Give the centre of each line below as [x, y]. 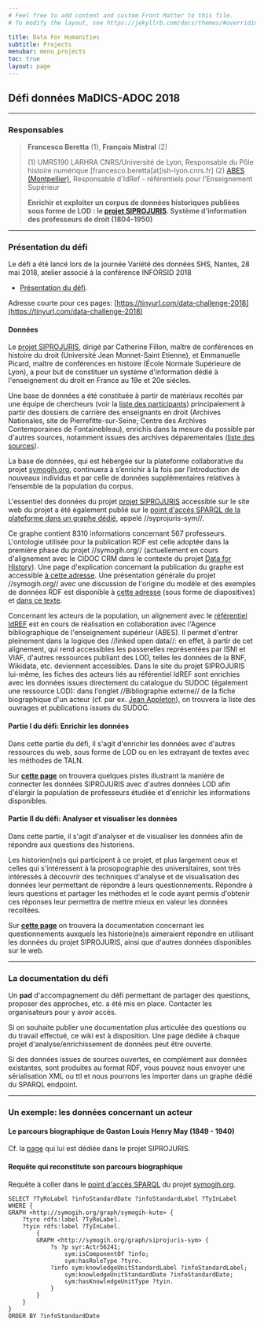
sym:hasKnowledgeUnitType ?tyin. [119, 1281]
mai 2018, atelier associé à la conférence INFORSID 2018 [100, 273]
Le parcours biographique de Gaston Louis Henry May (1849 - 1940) [121, 1131]
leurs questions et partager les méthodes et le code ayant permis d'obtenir [129, 893]
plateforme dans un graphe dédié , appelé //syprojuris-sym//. [106, 518]
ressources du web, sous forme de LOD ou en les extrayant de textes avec [129, 752]
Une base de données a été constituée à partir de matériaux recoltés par [126, 396]
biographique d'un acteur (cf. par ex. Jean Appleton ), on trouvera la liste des [132, 700]
